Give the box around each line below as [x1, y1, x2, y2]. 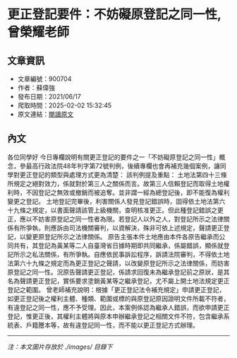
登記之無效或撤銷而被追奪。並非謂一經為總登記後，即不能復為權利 [37, 188, 230, 197]
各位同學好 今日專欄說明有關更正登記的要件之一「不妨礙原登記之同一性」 [7, 153, 219, 161]
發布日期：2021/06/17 [17, 93, 81, 100]
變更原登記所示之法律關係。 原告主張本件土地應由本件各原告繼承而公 [25, 232, 226, 241]
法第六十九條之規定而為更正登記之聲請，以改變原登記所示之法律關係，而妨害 [7, 259, 230, 267]
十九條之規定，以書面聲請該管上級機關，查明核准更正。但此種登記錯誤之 [7, 206, 217, 214]
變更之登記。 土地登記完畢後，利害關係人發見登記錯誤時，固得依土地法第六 [7, 197, 226, 205]
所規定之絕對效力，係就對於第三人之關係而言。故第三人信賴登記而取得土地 [7, 179, 224, 187]
